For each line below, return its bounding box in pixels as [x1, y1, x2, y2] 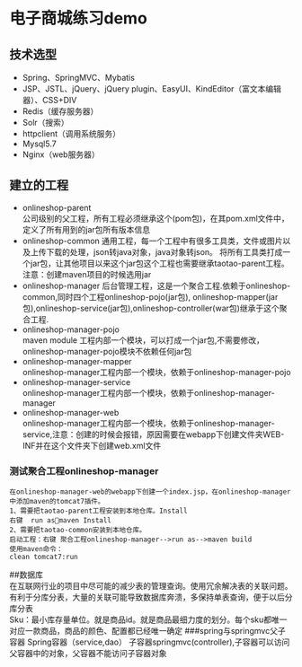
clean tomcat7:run [9, 553, 78, 562]
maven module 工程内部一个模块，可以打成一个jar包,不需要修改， [22, 334, 265, 346]
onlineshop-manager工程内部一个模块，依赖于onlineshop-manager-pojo [22, 366, 291, 377]
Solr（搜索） [22, 118, 69, 127]
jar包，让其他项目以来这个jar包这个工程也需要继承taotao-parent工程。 [30, 258, 289, 268]
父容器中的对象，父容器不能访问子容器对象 [9, 648, 167, 659]
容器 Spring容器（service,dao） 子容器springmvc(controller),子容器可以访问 [9, 636, 290, 647]
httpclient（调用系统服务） [22, 128, 121, 139]
